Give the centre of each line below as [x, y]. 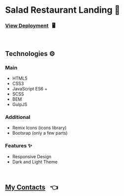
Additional [18, 117]
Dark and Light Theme [35, 162]
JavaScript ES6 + [30, 89]
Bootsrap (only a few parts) [40, 133]
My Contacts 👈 [31, 187]
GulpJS [20, 105]
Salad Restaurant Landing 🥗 [63, 10]
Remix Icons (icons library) [39, 128]
